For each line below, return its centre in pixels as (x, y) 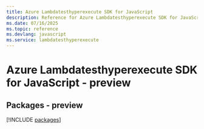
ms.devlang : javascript (36, 35)
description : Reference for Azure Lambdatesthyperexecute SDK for (92, 18)
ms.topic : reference (32, 29)
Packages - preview (45, 105)
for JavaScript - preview (69, 83)
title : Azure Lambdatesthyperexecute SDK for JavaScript (80, 12)
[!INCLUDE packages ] (34, 120)
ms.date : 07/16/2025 (32, 23)
